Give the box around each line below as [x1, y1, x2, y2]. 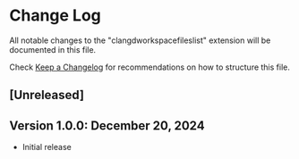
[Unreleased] [9, 88, 85, 103]
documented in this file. [9, 44, 97, 54]
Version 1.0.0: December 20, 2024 [9, 118, 205, 133]
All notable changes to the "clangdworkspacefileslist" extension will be [9, 35, 271, 46]
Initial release [21, 142, 72, 153]
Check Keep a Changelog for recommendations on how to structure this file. [9, 62, 291, 72]
